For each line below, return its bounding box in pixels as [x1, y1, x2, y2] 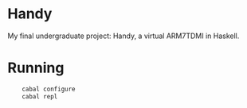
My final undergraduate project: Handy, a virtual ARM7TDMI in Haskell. [7, 31, 240, 40]
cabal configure [22, 85, 76, 93]
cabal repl [22, 92, 58, 100]
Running [7, 59, 65, 77]
